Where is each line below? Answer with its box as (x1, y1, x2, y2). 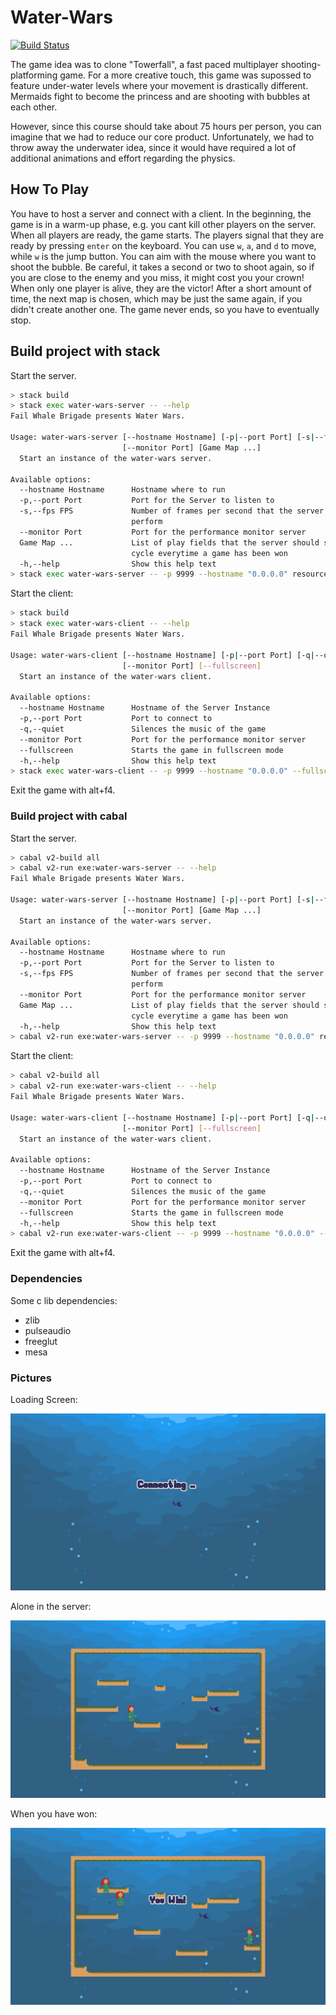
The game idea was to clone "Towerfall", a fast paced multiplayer (10, 58, 279, 70)
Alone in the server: (10, 1601, 92, 1613)
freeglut (24, 1335, 58, 1347)
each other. (10, 101, 58, 113)
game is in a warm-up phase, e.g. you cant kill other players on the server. (10, 218, 317, 230)
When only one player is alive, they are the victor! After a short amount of (10, 282, 312, 294)
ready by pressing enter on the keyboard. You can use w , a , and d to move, (10, 239, 317, 251)
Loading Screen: (10, 1393, 78, 1405)
